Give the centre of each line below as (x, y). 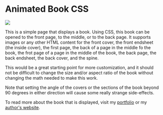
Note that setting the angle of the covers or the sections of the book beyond (82, 87)
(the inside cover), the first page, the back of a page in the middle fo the (78, 47)
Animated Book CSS (47, 9)
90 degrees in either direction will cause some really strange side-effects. (80, 92)
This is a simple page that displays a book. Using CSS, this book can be (77, 32)
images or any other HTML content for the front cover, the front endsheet (79, 42)
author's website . (23, 107)
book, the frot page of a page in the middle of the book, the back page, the (81, 53)
